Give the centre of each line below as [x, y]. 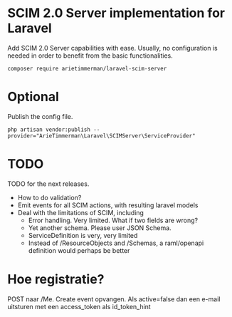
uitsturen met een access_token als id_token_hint [79, 306]
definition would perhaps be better [79, 250]
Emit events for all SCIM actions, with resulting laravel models [108, 205]
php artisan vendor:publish [49, 130]
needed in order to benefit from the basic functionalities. [90, 56]
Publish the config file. [40, 116]
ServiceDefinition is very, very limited [83, 235]
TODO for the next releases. [48, 184]
